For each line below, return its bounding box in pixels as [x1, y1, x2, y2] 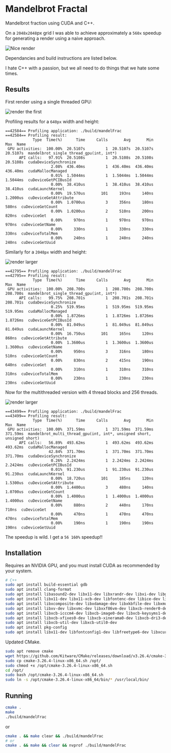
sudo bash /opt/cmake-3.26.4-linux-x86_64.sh [5, 672, 103, 677]
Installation [5, 549, 42, 558]
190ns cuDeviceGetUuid [5, 525, 56, 530]
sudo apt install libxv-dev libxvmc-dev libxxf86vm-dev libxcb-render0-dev [5, 606, 169, 611]
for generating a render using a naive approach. [5, 35, 106, 41]
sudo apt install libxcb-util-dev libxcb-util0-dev [5, 620, 117, 625]
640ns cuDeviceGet [5, 362, 47, 367]
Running [5, 691, 33, 700]
